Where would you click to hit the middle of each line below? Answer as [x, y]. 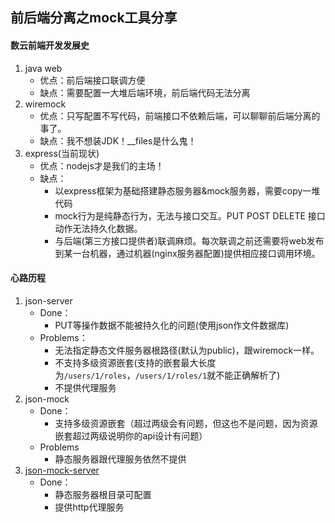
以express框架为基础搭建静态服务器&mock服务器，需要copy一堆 [187, 190]
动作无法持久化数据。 [98, 228]
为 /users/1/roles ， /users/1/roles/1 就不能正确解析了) [167, 375]
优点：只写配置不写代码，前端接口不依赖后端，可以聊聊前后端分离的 [180, 115]
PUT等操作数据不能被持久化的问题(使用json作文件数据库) [172, 325]
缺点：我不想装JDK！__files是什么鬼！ [118, 140]
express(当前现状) [62, 153]
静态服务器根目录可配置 [103, 494]
